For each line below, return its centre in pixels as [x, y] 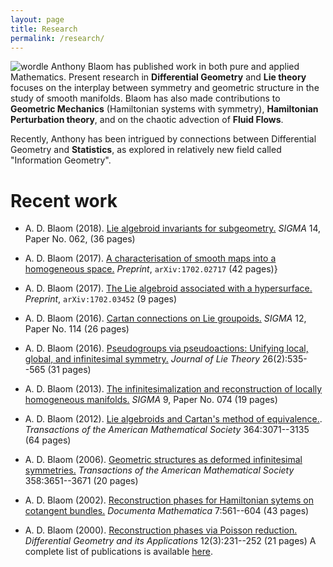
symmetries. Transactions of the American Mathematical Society [159, 470]
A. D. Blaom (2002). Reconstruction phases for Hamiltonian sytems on [169, 500]
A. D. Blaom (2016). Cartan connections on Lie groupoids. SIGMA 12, [165, 318]
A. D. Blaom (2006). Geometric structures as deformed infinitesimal [163, 460]
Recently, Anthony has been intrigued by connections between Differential [163, 139]
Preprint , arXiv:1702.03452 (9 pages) [101, 299]
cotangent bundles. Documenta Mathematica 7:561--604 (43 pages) [167, 511]
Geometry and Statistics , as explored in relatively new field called [146, 150]
